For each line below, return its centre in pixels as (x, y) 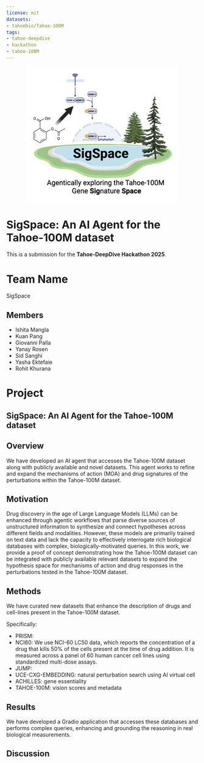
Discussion (28, 754)
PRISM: (24, 636)
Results (21, 707)
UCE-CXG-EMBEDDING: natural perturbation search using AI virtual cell (105, 675)
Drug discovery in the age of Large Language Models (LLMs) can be (92, 514)
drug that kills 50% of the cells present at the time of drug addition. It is (104, 649)
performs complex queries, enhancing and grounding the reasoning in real (100, 728)
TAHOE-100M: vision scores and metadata (68, 688)
